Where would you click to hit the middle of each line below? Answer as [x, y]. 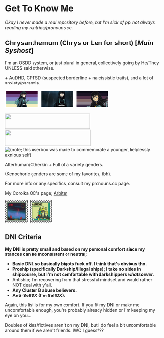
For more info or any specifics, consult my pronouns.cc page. [67, 183]
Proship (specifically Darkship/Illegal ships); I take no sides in [77, 269]
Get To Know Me [39, 9]
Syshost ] [19, 51]
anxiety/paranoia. [23, 83]
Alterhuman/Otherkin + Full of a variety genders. [54, 164]
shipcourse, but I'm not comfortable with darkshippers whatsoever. [83, 274]
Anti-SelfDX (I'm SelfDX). [39, 295]
